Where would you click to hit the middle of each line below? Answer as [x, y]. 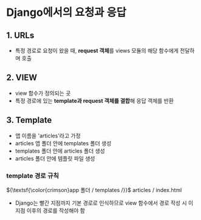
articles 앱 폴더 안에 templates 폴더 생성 [63, 143]
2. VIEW [22, 77]
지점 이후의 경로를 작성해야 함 [50, 210]
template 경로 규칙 [33, 176]
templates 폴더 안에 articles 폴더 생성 [60, 151]
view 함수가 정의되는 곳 [43, 93]
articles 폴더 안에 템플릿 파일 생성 [55, 158]
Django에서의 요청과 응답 [66, 12]
